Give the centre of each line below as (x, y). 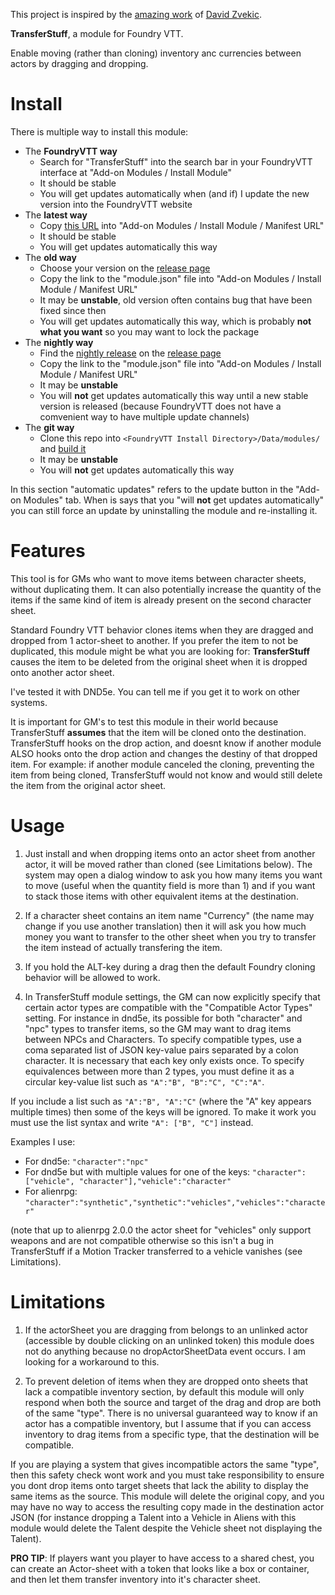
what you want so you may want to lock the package (149, 331)
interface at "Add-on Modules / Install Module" (136, 172)
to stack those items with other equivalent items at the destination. (161, 896)
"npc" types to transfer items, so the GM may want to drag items (158, 1028)
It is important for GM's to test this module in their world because (144, 721)
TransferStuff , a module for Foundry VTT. (97, 33)
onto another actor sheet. (62, 672)
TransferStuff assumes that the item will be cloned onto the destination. (158, 732)
